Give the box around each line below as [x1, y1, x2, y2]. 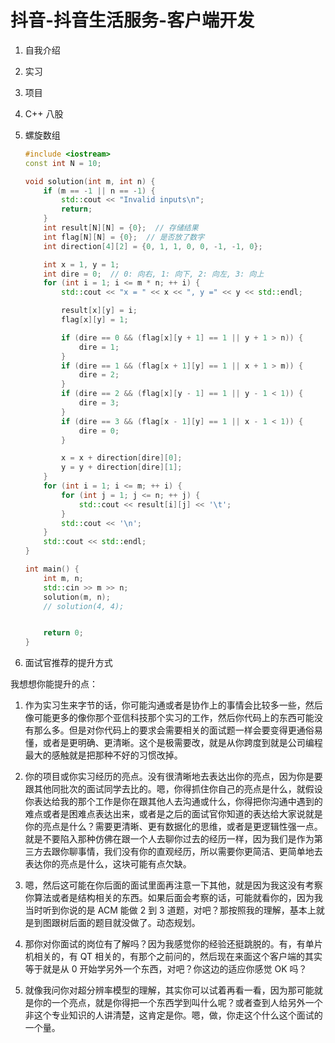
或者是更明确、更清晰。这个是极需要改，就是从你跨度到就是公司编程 [42, 737, 323, 749]
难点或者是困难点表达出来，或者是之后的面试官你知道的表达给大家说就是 [24, 808, 323, 820]
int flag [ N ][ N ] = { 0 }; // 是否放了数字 [43, 232, 205, 242]
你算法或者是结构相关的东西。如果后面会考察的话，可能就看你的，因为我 [24, 892, 323, 904]
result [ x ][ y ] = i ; [61, 306, 138, 316]
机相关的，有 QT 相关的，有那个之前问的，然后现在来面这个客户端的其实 [24, 951, 323, 963]
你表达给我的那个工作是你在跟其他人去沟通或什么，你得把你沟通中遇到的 [24, 796, 323, 808]
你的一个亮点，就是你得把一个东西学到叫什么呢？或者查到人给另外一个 [33, 997, 323, 1009]
